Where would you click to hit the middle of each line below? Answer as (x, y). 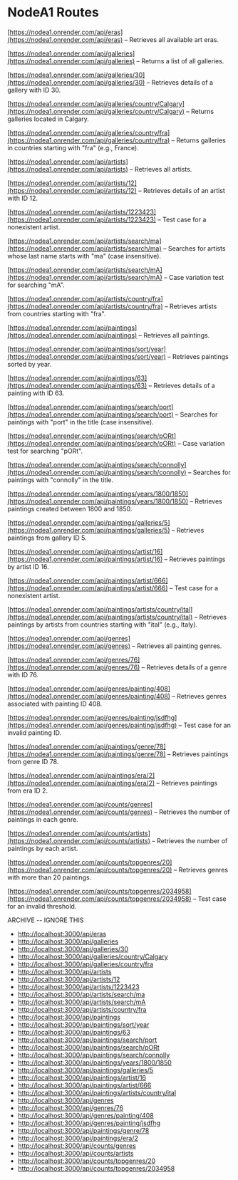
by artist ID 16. (29, 566)
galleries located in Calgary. (48, 119)
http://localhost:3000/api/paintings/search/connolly (94, 1055)
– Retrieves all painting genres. (177, 646)
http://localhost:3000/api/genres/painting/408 (86, 1115)
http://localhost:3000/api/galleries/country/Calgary (93, 956)
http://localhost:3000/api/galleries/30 (73, 949)
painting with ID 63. (36, 393)
